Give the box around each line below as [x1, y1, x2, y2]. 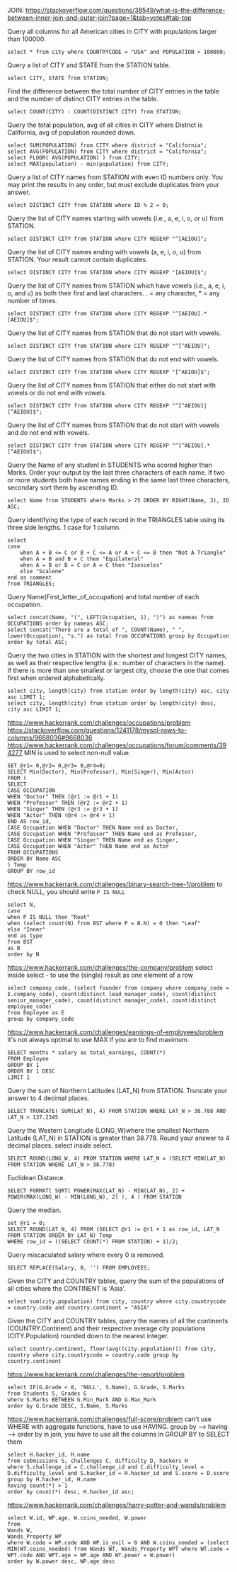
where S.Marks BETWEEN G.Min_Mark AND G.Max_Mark [7, 1396, 157, 1403]
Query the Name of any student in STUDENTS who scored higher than [7, 460, 212, 469]
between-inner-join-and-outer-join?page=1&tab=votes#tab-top [7, 13, 192, 22]
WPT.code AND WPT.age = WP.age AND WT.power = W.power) [7, 1551, 175, 1559]
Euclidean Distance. [7, 1174, 66, 1182]
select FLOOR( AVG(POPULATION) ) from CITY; [7, 154, 141, 162]
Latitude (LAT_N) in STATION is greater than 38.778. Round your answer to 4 [7, 1133, 230, 1142]
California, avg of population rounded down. [7, 128, 136, 137]
